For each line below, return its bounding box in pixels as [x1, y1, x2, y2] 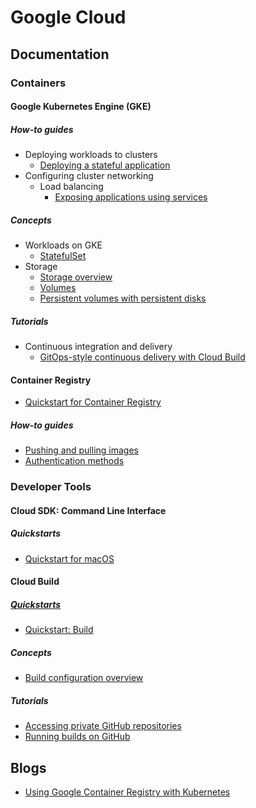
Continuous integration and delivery [24, 341, 173, 352]
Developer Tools [10, 480, 92, 494]
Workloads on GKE [24, 239, 103, 251]
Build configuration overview [24, 672, 144, 684]
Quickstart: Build [24, 624, 94, 636]
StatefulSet [39, 250, 87, 262]
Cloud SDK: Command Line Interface [10, 504, 167, 516]
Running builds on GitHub [24, 731, 131, 743]
